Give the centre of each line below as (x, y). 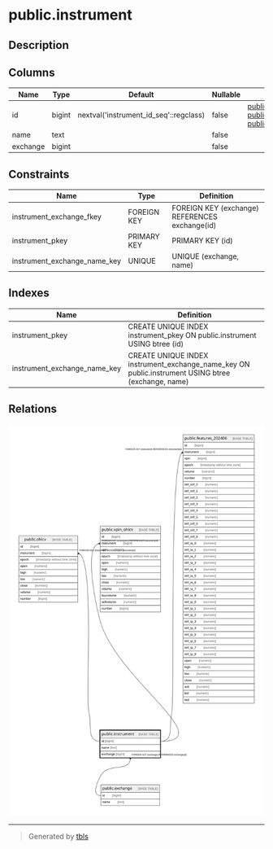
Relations (33, 409)
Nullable (226, 94)
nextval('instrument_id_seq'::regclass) (141, 115)
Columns (32, 72)
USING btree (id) (156, 344)
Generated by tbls (58, 836)
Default (141, 94)
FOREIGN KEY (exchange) (216, 208)
